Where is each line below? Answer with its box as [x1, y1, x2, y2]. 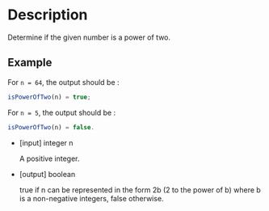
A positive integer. [19, 154, 80, 163]
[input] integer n [19, 137, 74, 147]
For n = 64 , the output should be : [7, 77, 120, 87]
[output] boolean [19, 169, 76, 179]
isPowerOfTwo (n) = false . [7, 123, 95, 131]
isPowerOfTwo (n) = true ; [7, 93, 91, 101]
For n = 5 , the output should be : [7, 108, 116, 117]
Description [7, 6, 88, 24]
